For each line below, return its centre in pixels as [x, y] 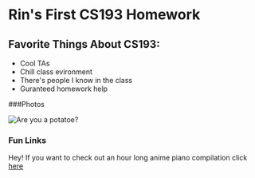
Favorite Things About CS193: [84, 44]
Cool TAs [35, 63]
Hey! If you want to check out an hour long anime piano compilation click [128, 158]
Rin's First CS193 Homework [104, 15]
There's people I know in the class [76, 80]
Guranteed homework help [64, 89]
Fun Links [27, 140]
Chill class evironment [56, 72]
